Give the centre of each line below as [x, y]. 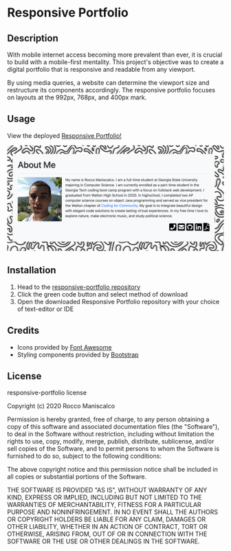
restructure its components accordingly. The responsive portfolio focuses [111, 90]
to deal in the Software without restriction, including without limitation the [111, 434]
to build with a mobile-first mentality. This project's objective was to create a [115, 62]
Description [33, 38]
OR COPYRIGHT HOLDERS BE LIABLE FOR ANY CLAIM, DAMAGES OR [107, 519]
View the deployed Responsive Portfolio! [64, 135]
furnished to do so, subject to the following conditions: [84, 456]
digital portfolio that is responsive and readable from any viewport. [101, 69]
